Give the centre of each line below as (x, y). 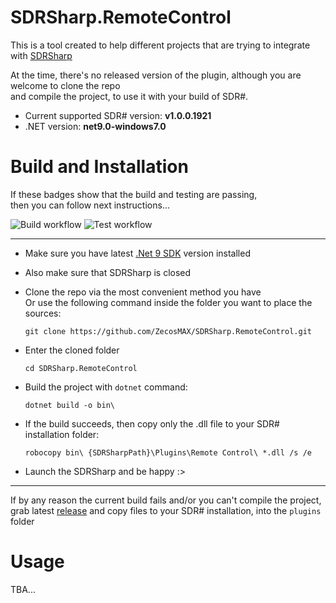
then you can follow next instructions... (90, 205)
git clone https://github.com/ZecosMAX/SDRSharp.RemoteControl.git (168, 331)
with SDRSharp (41, 55)
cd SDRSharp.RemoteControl (81, 368)
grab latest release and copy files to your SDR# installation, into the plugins (166, 510)
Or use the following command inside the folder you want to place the (168, 302)
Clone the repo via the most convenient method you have (143, 292)
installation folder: (62, 434)
